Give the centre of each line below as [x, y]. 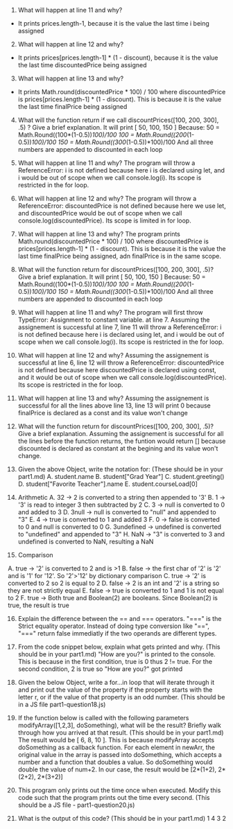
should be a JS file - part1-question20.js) [76, 805]
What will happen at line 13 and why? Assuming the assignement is [113, 398]
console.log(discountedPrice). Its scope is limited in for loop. [104, 220]
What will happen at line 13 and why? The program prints [99, 234]
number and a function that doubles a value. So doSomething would [115, 762]
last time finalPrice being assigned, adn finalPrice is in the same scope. [119, 256]
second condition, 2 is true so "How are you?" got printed [100, 669]
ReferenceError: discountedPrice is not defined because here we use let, [122, 206]
